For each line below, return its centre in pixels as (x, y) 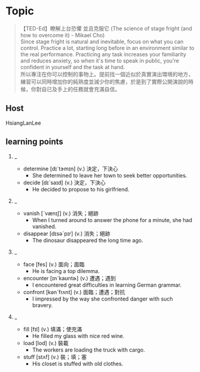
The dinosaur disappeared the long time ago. (88, 240)
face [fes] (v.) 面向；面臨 (54, 264)
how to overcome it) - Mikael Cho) (63, 35)
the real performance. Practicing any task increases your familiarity (103, 54)
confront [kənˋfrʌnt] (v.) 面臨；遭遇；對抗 (74, 292)
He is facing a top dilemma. (66, 271)
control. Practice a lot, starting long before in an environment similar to (107, 48)
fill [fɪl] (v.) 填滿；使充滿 (52, 329)
